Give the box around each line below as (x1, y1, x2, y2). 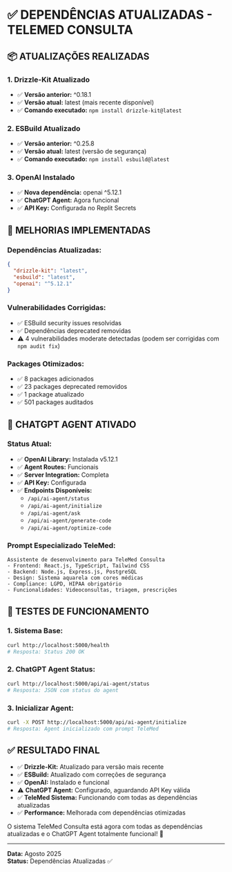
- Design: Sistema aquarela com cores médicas (7, 574, 144, 581)
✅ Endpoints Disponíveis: (17, 486, 93, 494)
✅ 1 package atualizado (17, 390, 84, 399)
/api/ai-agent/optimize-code (27, 525, 112, 532)
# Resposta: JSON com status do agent (7, 687, 119, 693)
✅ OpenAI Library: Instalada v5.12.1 (17, 455, 119, 463)
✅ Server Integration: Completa (17, 471, 109, 479)
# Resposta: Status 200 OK (7, 648, 85, 655)
